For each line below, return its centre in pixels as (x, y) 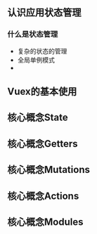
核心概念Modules (45, 222)
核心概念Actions (43, 196)
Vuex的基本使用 (42, 92)
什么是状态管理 (33, 34)
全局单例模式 (36, 60)
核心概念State (38, 118)
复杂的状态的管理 (42, 51)
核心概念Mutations (48, 170)
